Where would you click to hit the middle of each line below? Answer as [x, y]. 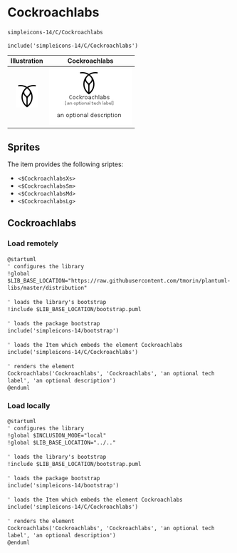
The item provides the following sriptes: [65, 164]
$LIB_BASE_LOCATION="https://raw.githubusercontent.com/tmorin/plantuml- [119, 280]
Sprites [24, 147]
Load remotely [33, 243]
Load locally [29, 405]
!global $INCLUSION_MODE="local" [57, 435]
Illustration [27, 61]
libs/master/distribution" [47, 288]
